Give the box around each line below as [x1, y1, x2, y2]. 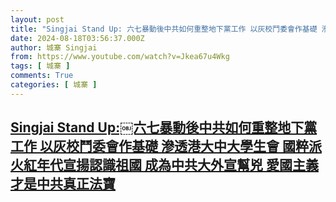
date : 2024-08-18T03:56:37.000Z [10, 33, 145, 43]
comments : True [10, 71, 74, 81]
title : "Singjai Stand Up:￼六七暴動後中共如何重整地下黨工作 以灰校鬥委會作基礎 [10, 24, 318, 34]
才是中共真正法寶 [10, 176, 116, 193]
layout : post [10, 14, 65, 25]
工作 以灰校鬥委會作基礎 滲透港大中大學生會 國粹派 [10, 138, 322, 155]
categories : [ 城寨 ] [10, 80, 98, 90]
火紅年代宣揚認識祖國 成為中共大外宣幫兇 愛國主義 [10, 157, 319, 174]
